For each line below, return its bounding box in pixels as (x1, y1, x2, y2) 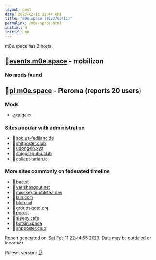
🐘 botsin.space (12, 220, 42, 226)
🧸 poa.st (12, 210, 29, 216)
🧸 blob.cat (12, 199, 33, 205)
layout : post (5, 7, 31, 12)
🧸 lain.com (12, 195, 33, 200)
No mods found (5, 71, 42, 78)
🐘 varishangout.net (12, 184, 50, 190)
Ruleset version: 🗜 (5, 249, 43, 255)
